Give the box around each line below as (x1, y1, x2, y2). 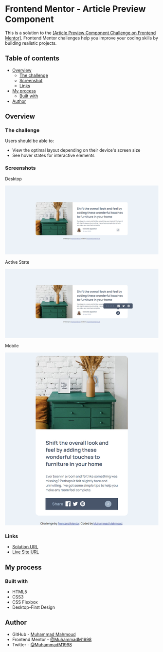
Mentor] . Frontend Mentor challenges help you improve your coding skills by (5, 35, 158, 41)
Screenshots (5, 164, 36, 171)
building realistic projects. (5, 40, 57, 46)
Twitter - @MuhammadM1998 (12, 641, 72, 648)
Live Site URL (12, 549, 39, 555)
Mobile (5, 343, 19, 348)
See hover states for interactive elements (12, 152, 95, 159)
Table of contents (5, 54, 59, 63)
